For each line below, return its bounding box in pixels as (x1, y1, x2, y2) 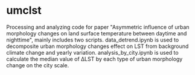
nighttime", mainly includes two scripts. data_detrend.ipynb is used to (6, 36, 179, 43)
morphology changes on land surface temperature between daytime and (6, 29, 187, 37)
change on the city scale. (6, 61, 69, 69)
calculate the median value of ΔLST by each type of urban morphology (6, 55, 183, 62)
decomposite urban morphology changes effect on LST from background (6, 43, 189, 50)
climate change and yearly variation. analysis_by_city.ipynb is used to (6, 49, 179, 56)
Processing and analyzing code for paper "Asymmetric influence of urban (6, 23, 190, 31)
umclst (6, 4, 42, 17)
